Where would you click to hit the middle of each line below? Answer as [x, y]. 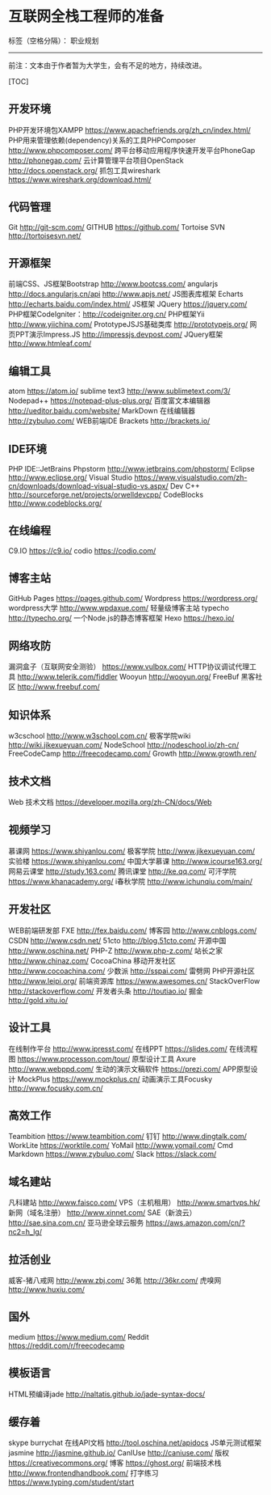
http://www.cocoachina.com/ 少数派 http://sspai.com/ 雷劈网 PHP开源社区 [132, 971]
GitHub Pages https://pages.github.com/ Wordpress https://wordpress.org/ [133, 598]
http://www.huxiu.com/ [47, 1289]
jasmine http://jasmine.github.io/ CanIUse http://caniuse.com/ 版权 [119, 1453]
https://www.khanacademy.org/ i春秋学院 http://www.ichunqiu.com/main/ [130, 881]
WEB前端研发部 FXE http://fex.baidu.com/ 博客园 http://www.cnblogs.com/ [133, 930]
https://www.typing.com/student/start [71, 1482]
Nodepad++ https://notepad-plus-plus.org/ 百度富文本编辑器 [110, 400]
